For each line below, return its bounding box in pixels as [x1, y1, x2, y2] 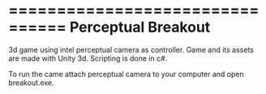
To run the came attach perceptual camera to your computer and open [8, 69, 245, 79]
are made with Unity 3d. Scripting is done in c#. [8, 53, 168, 63]
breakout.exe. [8, 78, 54, 88]
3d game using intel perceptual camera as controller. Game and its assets [8, 45, 254, 54]
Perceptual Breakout [69, 18, 211, 36]
